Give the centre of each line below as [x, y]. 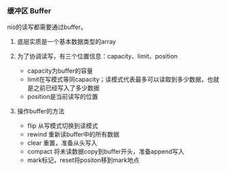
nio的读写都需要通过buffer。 [47, 27]
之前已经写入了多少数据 [66, 88]
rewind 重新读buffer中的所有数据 [73, 135]
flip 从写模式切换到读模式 [63, 126]
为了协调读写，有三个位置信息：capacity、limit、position [97, 56]
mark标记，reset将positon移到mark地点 [83, 160]
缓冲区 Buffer [29, 10]
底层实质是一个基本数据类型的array [66, 42]
